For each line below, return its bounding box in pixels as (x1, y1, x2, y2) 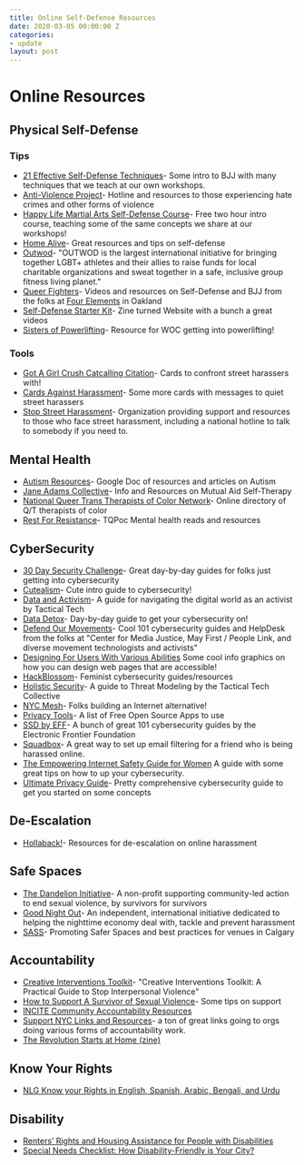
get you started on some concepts (22, 786, 152, 797)
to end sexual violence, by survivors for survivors (22, 897, 208, 908)
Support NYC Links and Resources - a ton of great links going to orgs (22, 1015, 279, 1026)
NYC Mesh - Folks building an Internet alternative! (22, 700, 207, 711)
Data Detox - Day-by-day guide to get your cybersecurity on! (22, 613, 249, 624)
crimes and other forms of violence (22, 199, 155, 210)
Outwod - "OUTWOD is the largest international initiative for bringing (22, 247, 278, 258)
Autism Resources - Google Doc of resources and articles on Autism (22, 476, 277, 487)
